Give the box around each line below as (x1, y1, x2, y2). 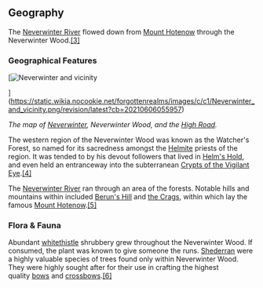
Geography (8, 6, 64, 20)
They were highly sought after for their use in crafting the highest (8, 263, 219, 272)
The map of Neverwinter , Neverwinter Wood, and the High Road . (8, 120, 217, 129)
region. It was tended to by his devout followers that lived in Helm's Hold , (8, 152, 245, 162)
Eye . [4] (8, 169, 32, 178)
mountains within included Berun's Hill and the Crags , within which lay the (8, 192, 248, 202)
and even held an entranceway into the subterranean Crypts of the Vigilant (8, 160, 250, 170)
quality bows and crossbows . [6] (8, 271, 112, 281)
